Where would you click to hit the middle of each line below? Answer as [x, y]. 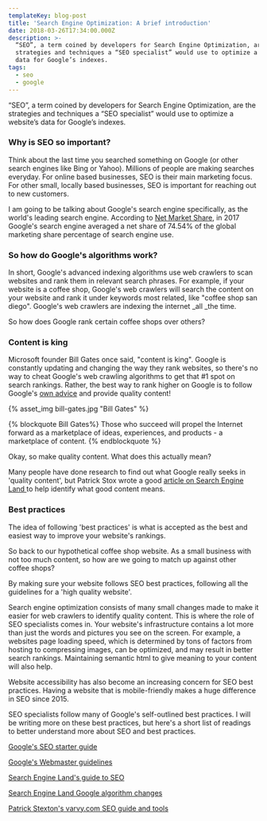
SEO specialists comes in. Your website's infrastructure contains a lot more [131, 624]
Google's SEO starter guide [53, 746]
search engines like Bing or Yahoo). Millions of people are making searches [131, 168]
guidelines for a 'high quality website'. [70, 592]
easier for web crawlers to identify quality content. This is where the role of [131, 616]
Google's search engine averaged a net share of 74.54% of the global [122, 226]
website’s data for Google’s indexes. [67, 122]
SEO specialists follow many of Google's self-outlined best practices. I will [130, 714]
